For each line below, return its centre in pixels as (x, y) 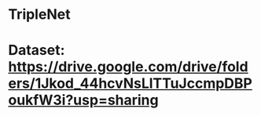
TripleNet (39, 14)
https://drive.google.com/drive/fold (129, 67)
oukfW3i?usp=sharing (83, 100)
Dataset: (37, 51)
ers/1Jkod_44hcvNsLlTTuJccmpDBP (130, 83)
